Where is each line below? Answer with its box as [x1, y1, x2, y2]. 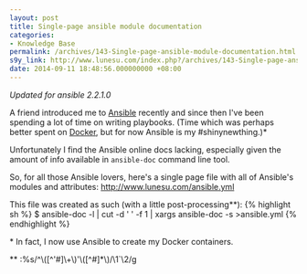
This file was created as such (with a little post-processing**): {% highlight [9, 198, 291, 210]
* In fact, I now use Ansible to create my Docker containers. [9, 236, 234, 247]
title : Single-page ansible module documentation [9, 22, 203, 31]
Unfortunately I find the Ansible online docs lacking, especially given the [9, 143, 281, 155]
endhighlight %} [9, 218, 70, 229]
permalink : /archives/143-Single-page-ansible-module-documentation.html [9, 47, 297, 57]
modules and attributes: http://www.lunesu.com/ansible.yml [9, 181, 235, 192]
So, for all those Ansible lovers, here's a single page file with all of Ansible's [9, 171, 294, 183]
